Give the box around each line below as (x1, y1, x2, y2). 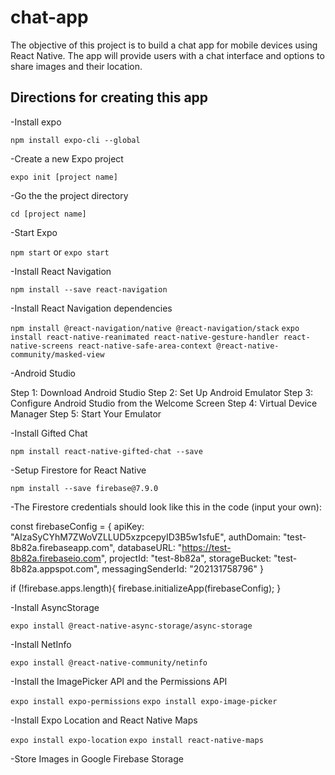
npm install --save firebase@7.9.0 (10, 483, 159, 493)
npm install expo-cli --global (10, 135, 141, 145)
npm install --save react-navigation (10, 284, 168, 295)
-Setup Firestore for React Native (10, 464, 147, 476)
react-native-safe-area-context (77, 341, 213, 351)
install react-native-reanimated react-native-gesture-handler (10, 332, 280, 342)
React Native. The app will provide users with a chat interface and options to (10, 49, 325, 61)
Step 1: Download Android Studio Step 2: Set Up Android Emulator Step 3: (10, 386, 314, 398)
